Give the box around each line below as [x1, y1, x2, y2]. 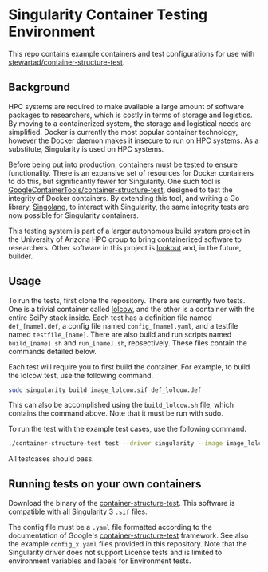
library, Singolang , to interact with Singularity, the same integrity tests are [8, 202, 250, 211]
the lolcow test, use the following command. [8, 370, 154, 380]
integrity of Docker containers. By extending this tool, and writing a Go [8, 193, 240, 203]
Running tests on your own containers [8, 477, 202, 491]
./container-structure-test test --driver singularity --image [8, 440, 223, 448]
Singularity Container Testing [8, 6, 208, 24]
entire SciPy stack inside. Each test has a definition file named [8, 313, 213, 322]
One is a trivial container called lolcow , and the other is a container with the [8, 304, 255, 314]
